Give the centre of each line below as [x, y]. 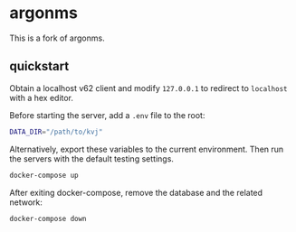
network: [26, 202]
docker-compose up [44, 175]
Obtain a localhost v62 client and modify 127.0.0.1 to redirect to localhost [148, 88]
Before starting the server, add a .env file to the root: [107, 115]
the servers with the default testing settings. [92, 158]
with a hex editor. [42, 97]
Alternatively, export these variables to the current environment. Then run [147, 149]
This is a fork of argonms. [57, 38]
